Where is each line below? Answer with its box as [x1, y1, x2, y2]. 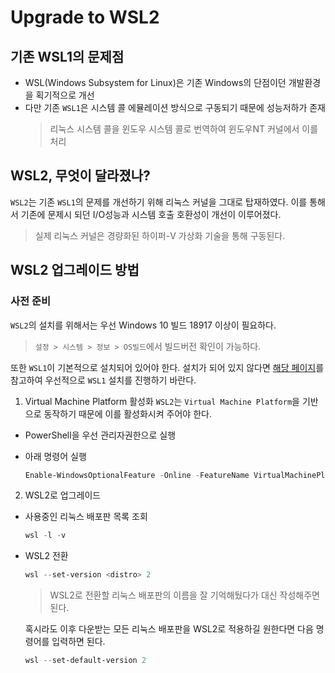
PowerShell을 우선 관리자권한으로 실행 [24, 429, 177, 441]
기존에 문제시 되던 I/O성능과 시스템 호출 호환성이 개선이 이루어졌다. [20, 208, 282, 220]
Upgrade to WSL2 [10, 6, 160, 29]
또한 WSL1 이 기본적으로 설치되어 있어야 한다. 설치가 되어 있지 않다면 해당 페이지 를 [10, 361, 325, 373]
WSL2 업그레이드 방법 [10, 262, 140, 279]
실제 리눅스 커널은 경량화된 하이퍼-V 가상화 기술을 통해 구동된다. [34, 229, 286, 241]
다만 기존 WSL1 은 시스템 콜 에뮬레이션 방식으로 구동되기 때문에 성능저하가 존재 [24, 102, 326, 113]
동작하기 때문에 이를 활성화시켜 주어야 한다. [43, 407, 212, 420]
